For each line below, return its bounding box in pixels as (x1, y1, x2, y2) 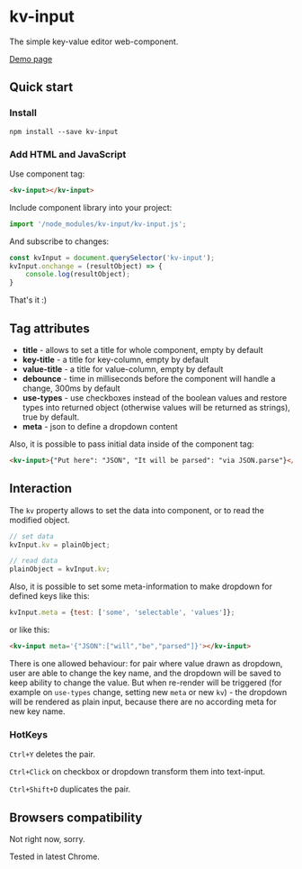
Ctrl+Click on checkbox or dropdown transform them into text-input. (9, 766, 266, 777)
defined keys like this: (9, 591, 90, 602)
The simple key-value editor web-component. (9, 36, 179, 47)
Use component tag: (9, 168, 85, 179)
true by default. (22, 412, 80, 422)
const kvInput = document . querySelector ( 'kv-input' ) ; (9, 253, 216, 262)
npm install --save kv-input (9, 127, 119, 136)
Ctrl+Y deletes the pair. (9, 749, 96, 760)
